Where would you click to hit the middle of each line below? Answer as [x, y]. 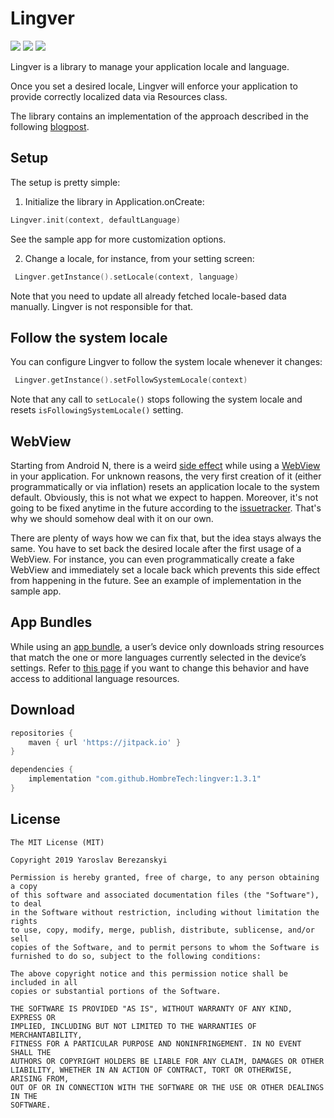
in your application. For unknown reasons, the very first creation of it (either [166, 476]
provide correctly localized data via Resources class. [119, 96]
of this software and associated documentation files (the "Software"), [165, 895]
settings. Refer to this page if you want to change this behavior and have [160, 668]
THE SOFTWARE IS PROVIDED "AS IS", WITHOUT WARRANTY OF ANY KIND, [151, 1008]
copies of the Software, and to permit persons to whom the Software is [165, 947]
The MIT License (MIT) [57, 842]
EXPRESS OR [33, 1017]
